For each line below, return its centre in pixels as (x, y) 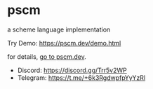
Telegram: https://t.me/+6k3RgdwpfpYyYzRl (81, 77)
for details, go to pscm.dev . (47, 56)
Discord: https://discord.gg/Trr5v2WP (72, 70)
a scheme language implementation (59, 29)
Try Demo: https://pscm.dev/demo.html (64, 43)
